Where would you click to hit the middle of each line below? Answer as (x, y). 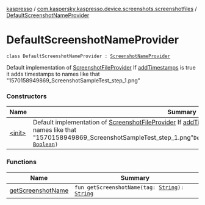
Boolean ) (45, 145)
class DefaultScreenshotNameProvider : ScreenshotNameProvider (88, 56)
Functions (21, 162)
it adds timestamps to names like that (53, 74)
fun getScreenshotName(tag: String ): (129, 187)
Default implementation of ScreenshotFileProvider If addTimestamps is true (101, 67)
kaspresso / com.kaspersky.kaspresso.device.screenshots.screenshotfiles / (102, 9)
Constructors (27, 96)
